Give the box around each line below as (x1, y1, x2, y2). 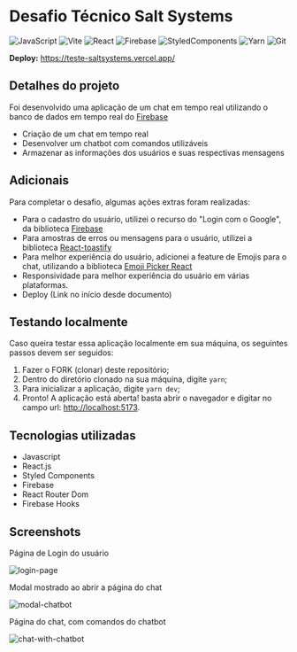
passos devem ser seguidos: (9, 347, 114, 358)
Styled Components (21, 470, 95, 481)
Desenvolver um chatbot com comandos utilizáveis (21, 137, 209, 148)
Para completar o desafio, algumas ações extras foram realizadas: (9, 197, 250, 207)
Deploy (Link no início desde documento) (21, 289, 172, 299)
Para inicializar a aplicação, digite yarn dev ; (21, 384, 180, 394)
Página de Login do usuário (9, 547, 109, 558)
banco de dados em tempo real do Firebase (9, 111, 169, 121)
